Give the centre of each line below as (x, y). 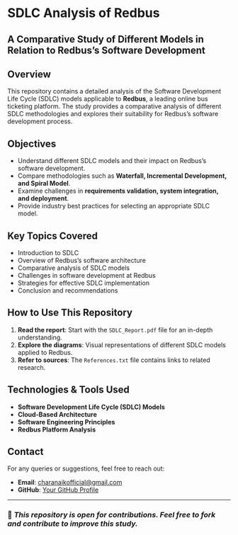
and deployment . (43, 198)
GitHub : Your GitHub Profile (58, 490)
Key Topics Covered (52, 236)
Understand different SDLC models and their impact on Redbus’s (112, 161)
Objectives (32, 143)
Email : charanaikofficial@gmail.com (70, 483)
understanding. (40, 337)
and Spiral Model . (44, 184)
